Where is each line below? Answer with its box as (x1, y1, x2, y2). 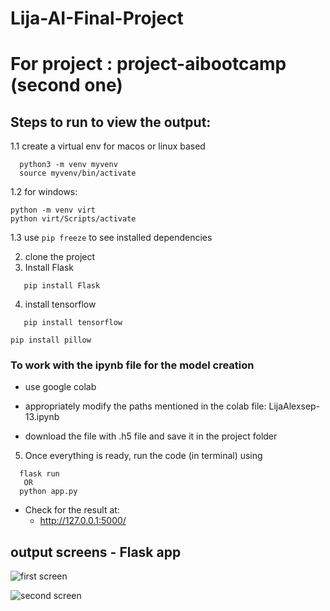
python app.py (19, 487, 78, 497)
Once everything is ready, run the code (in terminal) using (24, 450, 263, 462)
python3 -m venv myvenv (19, 160, 118, 170)
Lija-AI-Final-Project (10, 7, 184, 30)
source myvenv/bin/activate (19, 168, 137, 179)
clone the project (24, 251, 96, 263)
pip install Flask (23, 281, 101, 291)
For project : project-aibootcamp (10, 53, 287, 76)
